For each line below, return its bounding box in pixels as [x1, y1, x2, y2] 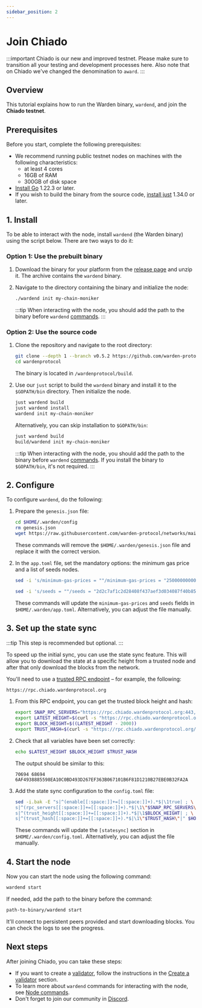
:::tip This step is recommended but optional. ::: [6, 639, 124, 646]
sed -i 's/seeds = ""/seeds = [14, 588, 92, 594]
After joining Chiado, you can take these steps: [6, 957, 122, 965]
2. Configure [6, 480, 55, 490]
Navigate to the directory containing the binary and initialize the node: [14, 284, 189, 291]
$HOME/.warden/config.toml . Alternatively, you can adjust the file [14, 833, 175, 841]
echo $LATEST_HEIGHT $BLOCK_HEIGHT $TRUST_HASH [14, 748, 137, 755]
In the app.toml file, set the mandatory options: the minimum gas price [14, 560, 190, 567]
